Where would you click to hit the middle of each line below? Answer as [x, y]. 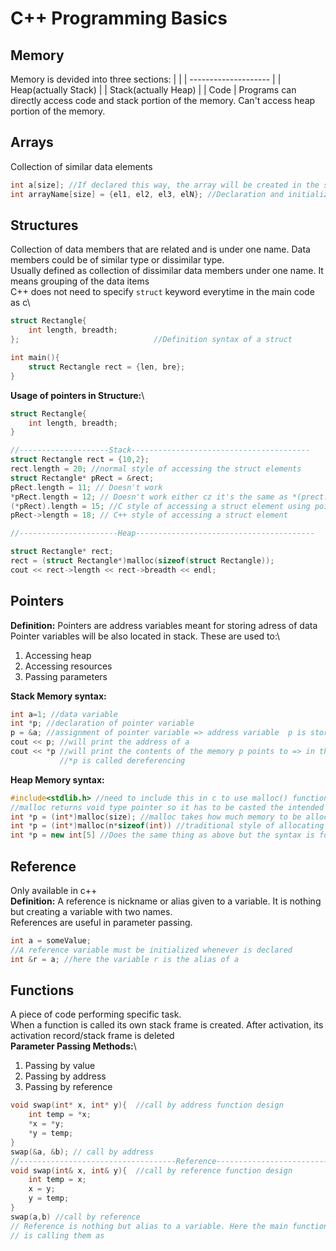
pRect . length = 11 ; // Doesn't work [86, 487]
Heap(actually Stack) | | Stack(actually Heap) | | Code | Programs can [153, 90]
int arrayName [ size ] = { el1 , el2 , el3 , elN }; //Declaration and [147, 194]
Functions [42, 990]
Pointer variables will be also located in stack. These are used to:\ [145, 636]
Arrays [32, 142]
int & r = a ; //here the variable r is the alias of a [125, 959]
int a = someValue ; [51, 941]
